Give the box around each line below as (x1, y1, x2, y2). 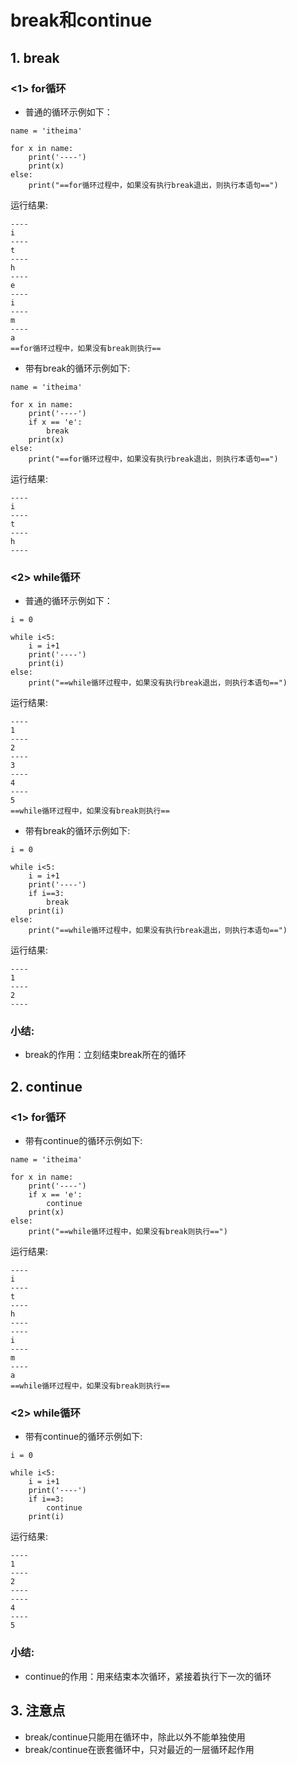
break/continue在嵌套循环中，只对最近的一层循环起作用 (24, 1743, 255, 1755)
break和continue (10, 9, 153, 32)
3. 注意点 (10, 1702, 66, 1720)
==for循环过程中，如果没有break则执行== (10, 343, 162, 353)
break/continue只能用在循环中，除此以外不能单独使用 (24, 1731, 246, 1743)
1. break (10, 49, 60, 66)
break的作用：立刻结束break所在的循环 (24, 1049, 187, 1061)
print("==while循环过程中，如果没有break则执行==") (28, 1227, 228, 1237)
